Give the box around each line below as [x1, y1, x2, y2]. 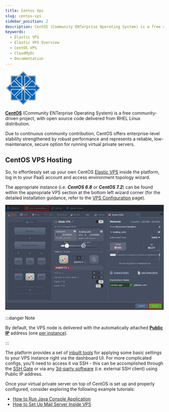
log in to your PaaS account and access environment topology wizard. [5, 174, 150, 181]
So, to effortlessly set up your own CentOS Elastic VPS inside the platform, [5, 169, 160, 175]
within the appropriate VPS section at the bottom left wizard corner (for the [5, 190, 160, 196]
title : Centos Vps [5, 8, 44, 13]
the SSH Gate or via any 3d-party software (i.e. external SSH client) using [5, 366, 157, 372]
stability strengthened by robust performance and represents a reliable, [5, 136, 153, 142]
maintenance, [5, 141, 34, 147]
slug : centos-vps [5, 13, 42, 19]
